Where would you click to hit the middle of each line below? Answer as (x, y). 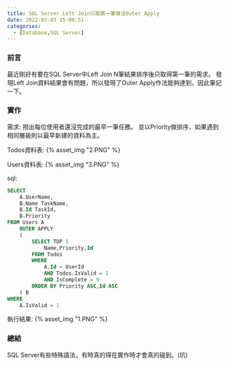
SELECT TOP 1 (50, 241)
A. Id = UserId (64, 267)
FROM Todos (47, 254)
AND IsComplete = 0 (71, 280)
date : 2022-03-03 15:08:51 (46, 20)
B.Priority (35, 216)
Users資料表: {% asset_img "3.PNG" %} (63, 164)
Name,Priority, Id (69, 248)
